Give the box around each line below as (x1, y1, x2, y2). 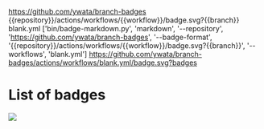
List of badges (8, 86, 106, 104)
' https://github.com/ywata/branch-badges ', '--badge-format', (8, 32, 212, 42)
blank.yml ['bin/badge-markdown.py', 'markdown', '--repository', (8, 24, 224, 33)
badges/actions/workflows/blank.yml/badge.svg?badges (8, 58, 197, 67)
